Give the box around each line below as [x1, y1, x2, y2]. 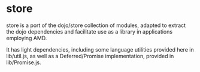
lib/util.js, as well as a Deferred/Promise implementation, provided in [6, 52, 174, 59]
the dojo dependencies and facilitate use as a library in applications [6, 28, 172, 35]
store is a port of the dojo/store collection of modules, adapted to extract [6, 22, 186, 29]
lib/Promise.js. [6, 59, 41, 66]
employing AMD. [6, 34, 47, 41]
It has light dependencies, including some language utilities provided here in [6, 46, 194, 53]
